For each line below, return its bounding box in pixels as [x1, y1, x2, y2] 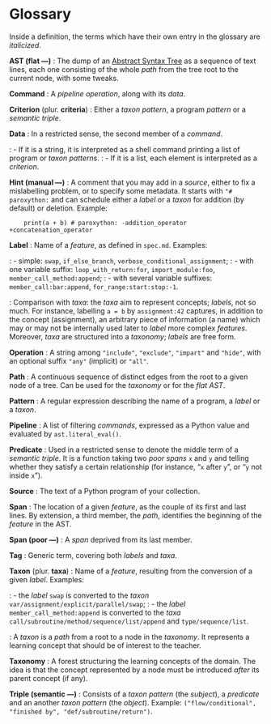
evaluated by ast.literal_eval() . [9, 428, 122, 438]
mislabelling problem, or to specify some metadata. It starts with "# [9, 185, 233, 195]
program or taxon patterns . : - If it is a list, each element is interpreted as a [9, 153, 258, 163]
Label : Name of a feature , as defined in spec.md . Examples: [9, 240, 208, 249]
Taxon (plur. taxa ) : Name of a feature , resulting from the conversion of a [9, 566, 253, 576]
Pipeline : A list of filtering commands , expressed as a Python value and [9, 420, 250, 430]
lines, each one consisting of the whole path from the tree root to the [9, 64, 239, 74]
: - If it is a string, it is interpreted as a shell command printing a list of [9, 144, 241, 154]
